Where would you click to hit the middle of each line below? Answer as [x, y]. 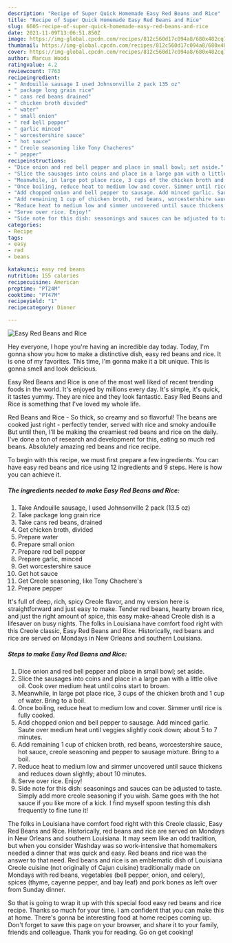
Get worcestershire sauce [54, 566]
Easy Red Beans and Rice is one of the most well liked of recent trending [110, 382]
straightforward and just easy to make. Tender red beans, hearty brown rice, [116, 609]
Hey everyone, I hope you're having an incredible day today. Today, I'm [108, 346]
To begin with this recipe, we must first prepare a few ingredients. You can [113, 460]
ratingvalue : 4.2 [33, 65]
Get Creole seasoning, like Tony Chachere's [80, 581]
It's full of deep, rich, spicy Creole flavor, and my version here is [98, 601]
